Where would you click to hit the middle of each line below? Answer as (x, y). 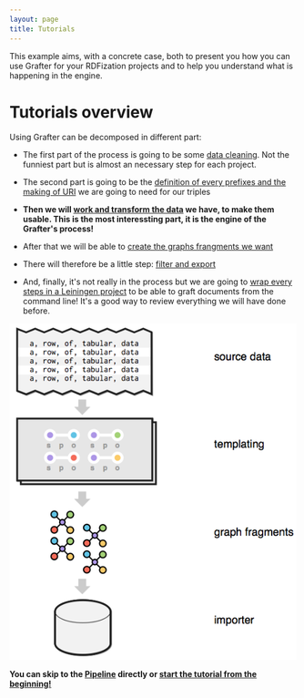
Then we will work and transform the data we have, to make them (148, 210)
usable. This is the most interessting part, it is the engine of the (144, 220)
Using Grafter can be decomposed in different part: (106, 138)
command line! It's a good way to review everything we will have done (154, 302)
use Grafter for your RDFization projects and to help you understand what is (152, 66)
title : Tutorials (42, 29)
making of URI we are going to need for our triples (117, 192)
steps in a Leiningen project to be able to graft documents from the (148, 292)
